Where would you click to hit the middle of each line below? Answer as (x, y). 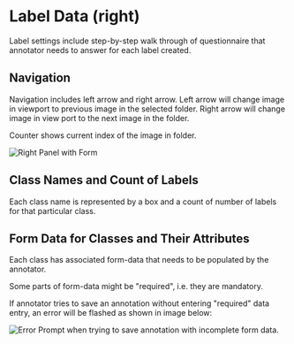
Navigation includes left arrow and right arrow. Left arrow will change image (147, 99)
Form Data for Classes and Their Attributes (129, 238)
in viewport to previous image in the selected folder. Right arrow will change (147, 109)
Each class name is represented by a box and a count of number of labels (143, 202)
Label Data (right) (75, 16)
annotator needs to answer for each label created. (100, 50)
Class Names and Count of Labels (104, 180)
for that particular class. (53, 210)
